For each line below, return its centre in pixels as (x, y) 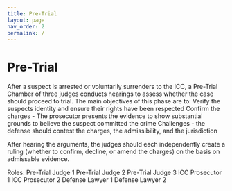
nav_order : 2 (26, 26)
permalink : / (26, 33)
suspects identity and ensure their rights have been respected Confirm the (114, 109)
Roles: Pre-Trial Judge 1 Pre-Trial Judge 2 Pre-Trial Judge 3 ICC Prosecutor (115, 173)
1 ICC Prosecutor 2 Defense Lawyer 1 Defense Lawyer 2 (87, 180)
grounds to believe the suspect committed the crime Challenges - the (106, 124)
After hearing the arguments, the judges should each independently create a (116, 144)
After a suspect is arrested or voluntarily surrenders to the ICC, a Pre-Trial (113, 87)
